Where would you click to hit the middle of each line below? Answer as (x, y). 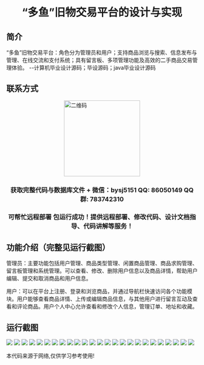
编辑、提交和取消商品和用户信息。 (49, 278)
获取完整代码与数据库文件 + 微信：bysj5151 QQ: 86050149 (96, 190)
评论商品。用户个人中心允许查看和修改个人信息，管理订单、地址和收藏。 (107, 307)
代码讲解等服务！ (108, 226)
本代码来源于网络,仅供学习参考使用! (51, 356)
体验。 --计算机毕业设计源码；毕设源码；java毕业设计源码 (83, 68)
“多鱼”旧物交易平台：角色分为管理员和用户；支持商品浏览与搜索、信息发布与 (102, 53)
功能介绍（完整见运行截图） (58, 247)
